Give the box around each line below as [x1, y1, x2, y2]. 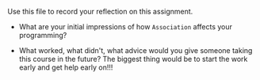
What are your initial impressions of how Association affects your [18, 22, 233, 31]
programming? [18, 31, 67, 40]
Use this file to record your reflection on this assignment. [7, 7, 193, 16]
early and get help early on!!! [18, 63, 113, 72]
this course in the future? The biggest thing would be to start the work [18, 55, 248, 63]
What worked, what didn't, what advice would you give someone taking [18, 46, 253, 55]
